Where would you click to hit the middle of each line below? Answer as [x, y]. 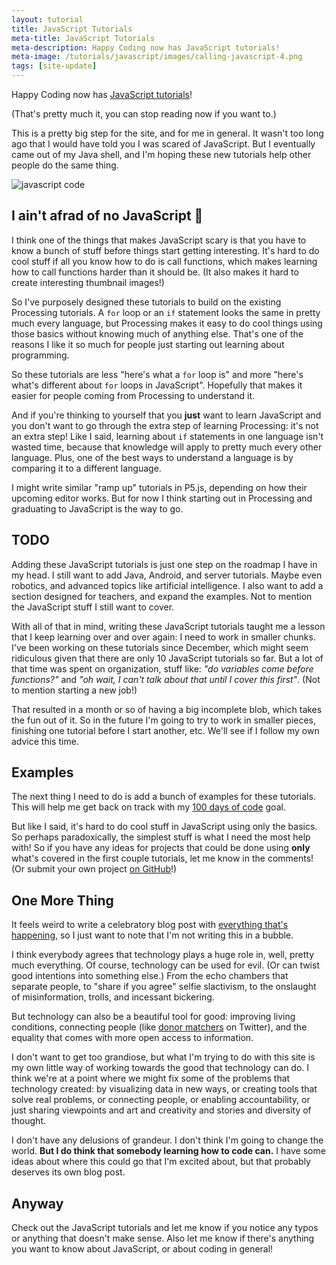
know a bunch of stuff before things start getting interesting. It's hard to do [165, 250]
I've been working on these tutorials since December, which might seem [160, 647]
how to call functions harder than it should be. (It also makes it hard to [155, 272]
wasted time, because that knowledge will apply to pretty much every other [167, 447]
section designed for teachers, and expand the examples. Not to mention [162, 596]
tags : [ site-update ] [54, 66]
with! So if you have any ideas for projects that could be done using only [161, 848]
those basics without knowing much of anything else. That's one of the [157, 333]
